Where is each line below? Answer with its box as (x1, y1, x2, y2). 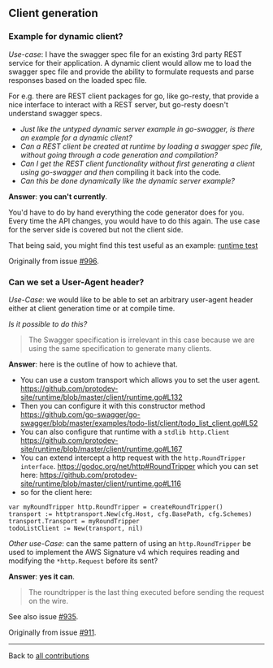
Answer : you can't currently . (8, 191, 108, 202)
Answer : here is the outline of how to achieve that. (8, 359, 178, 369)
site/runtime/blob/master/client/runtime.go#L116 (19, 479, 181, 488)
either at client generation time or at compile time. (8, 303, 175, 313)
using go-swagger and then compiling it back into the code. (19, 167, 222, 177)
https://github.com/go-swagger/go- (19, 410, 141, 419)
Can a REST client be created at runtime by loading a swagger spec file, (19, 141, 263, 151)
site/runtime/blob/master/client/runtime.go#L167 (19, 444, 183, 453)
